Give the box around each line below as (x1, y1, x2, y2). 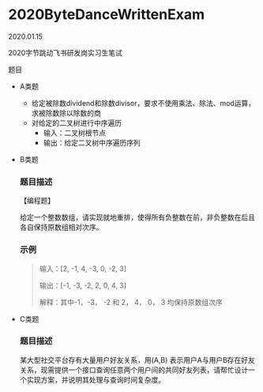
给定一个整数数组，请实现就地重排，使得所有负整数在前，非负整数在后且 (19, 213, 255, 222)
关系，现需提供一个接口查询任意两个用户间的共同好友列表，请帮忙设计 (19, 365, 249, 375)
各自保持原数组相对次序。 (19, 223, 103, 232)
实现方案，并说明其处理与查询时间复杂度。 (26, 375, 166, 384)
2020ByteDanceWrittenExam (8, 6, 205, 24)
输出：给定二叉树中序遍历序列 (43, 138, 141, 147)
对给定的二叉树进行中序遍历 (31, 118, 122, 127)
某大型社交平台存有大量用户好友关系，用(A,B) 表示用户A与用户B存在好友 (19, 355, 255, 364)
